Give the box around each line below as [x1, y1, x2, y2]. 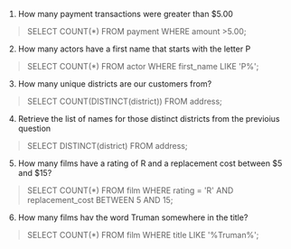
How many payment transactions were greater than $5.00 [17, 9, 233, 19]
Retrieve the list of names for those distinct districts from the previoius [17, 114, 280, 124]
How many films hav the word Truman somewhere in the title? [17, 212, 249, 223]
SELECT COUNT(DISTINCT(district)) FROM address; [26, 96, 223, 106]
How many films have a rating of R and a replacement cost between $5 [17, 158, 283, 169]
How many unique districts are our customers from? [17, 78, 212, 89]
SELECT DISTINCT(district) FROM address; [26, 141, 188, 151]
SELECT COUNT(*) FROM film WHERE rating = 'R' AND [26, 185, 234, 196]
